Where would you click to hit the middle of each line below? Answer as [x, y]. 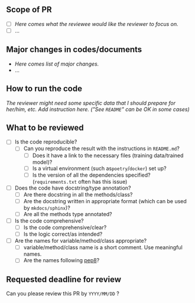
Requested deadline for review [64, 279]
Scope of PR [29, 10]
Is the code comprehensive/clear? [65, 227]
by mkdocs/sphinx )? [47, 208]
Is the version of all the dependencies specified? [91, 175]
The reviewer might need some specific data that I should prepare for [91, 103]
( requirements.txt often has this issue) [80, 181]
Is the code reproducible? [46, 142]
